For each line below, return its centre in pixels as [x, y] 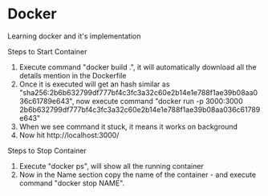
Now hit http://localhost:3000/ [69, 135]
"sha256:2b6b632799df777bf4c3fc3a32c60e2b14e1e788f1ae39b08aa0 [138, 92]
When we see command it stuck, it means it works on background [128, 126]
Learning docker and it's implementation [74, 36]
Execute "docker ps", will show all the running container [111, 166]
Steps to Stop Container [47, 150]
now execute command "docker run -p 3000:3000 [160, 101]
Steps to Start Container [47, 51]
